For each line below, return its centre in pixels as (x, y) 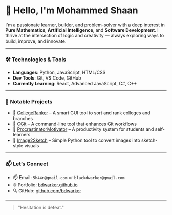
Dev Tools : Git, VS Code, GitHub (47, 78)
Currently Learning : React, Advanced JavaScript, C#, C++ (75, 84)
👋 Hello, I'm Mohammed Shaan (72, 11)
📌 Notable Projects (29, 102)
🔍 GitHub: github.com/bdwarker (47, 191)
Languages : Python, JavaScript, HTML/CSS (59, 73)
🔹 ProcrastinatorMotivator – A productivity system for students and (83, 129)
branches (23, 118)
